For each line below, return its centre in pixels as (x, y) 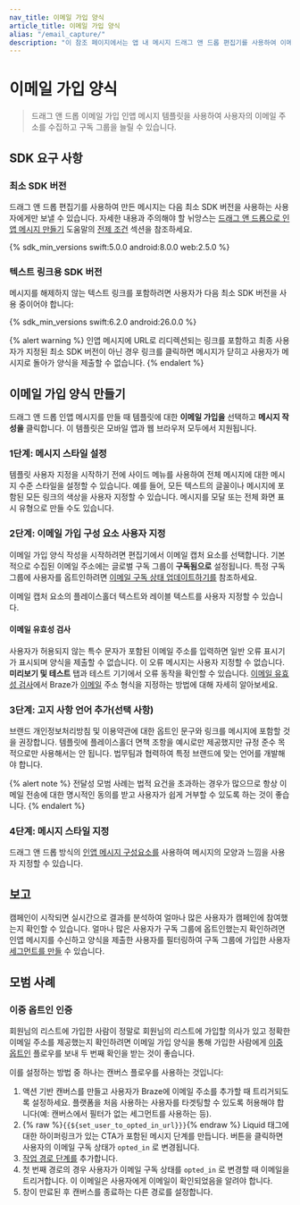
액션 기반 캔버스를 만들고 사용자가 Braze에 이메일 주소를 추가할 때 (137, 1091)
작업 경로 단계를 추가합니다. (70, 1158)
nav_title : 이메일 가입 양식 (57, 17)
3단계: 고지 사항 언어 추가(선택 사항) (82, 710)
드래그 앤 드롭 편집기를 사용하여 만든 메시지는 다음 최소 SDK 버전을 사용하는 (141, 206)
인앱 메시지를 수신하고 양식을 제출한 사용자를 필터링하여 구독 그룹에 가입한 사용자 (150, 940)
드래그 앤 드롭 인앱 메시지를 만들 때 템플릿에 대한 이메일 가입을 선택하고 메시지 (145, 417)
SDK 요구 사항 (46, 158)
